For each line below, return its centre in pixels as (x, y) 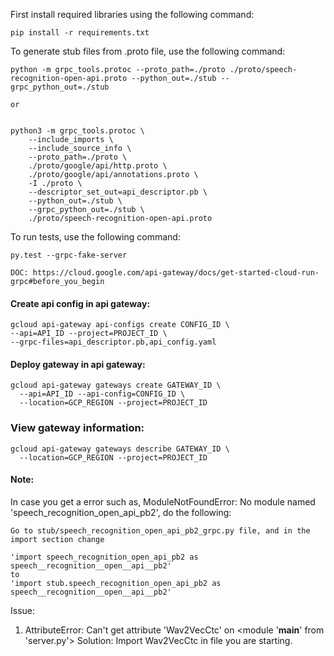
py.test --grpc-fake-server (69, 255)
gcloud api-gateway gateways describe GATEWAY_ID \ (120, 449)
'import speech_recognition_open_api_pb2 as (104, 557)
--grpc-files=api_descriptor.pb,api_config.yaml (113, 342)
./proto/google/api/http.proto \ (98, 166)
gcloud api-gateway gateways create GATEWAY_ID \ (116, 385)
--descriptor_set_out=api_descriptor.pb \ (118, 192)
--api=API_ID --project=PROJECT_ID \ (89, 334)
